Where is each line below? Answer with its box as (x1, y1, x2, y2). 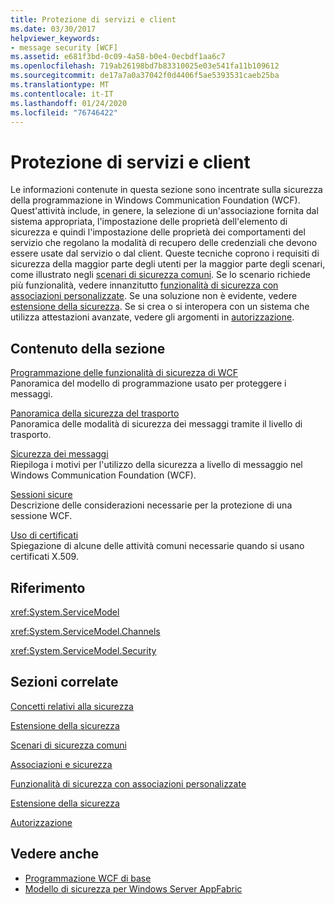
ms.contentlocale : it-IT (10, 89, 114, 99)
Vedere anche (10, 846, 100, 863)
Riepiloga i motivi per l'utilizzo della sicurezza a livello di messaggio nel (10, 459, 303, 471)
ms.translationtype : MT (10, 80, 110, 90)
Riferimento (10, 579, 86, 596)
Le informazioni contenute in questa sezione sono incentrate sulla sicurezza (10, 184, 323, 196)
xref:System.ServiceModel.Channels (10, 625, 161, 637)
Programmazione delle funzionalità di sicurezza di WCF (10, 367, 238, 379)
